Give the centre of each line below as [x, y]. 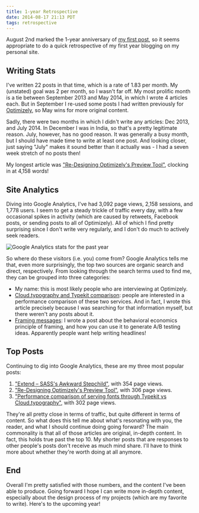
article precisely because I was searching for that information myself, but [104, 308]
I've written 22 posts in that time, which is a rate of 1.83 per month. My [92, 85]
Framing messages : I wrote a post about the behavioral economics [96, 320]
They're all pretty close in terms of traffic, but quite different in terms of [93, 414]
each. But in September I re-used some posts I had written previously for [95, 104]
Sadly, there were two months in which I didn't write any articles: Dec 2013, [98, 122]
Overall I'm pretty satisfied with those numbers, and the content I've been [96, 485]
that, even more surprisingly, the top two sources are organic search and [95, 265]
